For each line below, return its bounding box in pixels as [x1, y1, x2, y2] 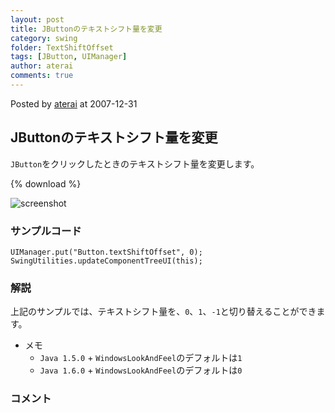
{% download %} [10, 177, 82, 190]
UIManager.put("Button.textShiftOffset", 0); [10, 247, 203, 257]
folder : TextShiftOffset [10, 42, 114, 53]
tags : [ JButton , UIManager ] [10, 52, 128, 62]
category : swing [10, 33, 78, 43]
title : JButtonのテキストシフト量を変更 [10, 24, 163, 34]
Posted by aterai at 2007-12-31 [10, 97, 138, 110]
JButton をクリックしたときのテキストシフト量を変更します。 [10, 157, 260, 170]
